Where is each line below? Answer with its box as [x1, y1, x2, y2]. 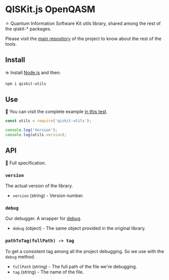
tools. [5, 41, 17, 47]
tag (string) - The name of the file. [12, 269, 84, 275]
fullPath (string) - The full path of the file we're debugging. [12, 263, 138, 269]
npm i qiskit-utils [5, 81, 47, 86]
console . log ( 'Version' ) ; [5, 128, 58, 133]
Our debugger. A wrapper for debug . [5, 216, 82, 222]
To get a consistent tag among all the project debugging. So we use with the [5, 248, 164, 254]
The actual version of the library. [5, 183, 73, 189]
